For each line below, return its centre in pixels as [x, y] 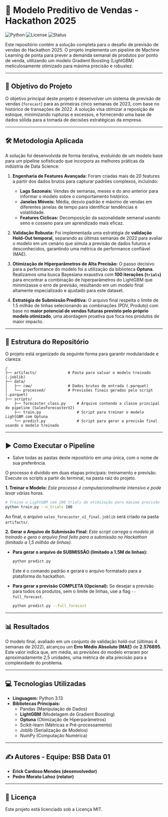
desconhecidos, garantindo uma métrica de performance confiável [81, 248]
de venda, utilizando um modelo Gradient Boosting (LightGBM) [70, 60]
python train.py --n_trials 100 [39, 507]
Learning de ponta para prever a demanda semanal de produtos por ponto [82, 55]
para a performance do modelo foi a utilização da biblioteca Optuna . [83, 269]
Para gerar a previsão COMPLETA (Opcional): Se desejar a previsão [83, 586]
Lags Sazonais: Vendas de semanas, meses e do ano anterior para [89, 191]
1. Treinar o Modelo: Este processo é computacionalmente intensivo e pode [83, 488]
